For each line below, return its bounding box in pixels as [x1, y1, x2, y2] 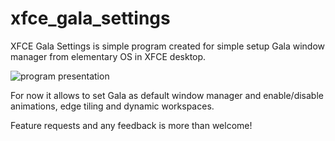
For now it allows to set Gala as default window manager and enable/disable [10, 89, 324, 101]
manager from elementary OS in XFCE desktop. [10, 50, 207, 62]
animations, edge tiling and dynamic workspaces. [10, 100, 215, 112]
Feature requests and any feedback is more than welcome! [10, 119, 253, 131]
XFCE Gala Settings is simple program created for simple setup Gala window [10, 40, 326, 52]
